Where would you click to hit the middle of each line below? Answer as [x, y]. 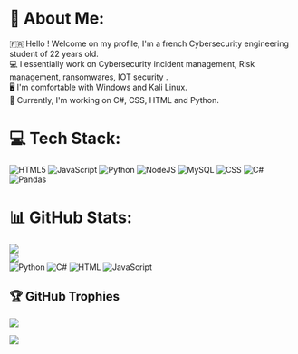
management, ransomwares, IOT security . [89, 77]
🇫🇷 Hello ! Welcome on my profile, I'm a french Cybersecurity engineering [149, 43]
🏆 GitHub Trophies [65, 297]
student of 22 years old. [54, 53]
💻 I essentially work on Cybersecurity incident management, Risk [132, 63]
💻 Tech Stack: [65, 139]
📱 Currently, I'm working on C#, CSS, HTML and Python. [114, 100]
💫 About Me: [57, 19]
